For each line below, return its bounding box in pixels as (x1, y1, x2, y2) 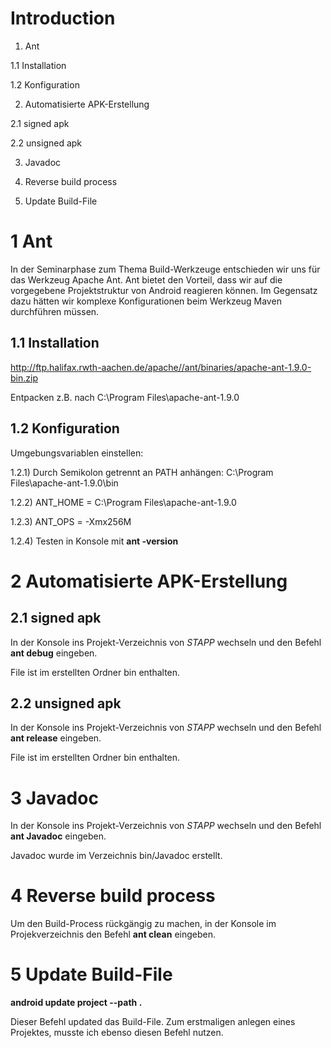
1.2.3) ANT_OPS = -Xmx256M (10, 515, 132, 527)
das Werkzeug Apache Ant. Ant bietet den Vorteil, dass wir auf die (10, 273, 283, 286)
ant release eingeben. (10, 732, 102, 744)
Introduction (10, 7, 116, 30)
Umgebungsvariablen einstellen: (10, 447, 144, 459)
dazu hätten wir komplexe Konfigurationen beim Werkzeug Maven (10, 295, 282, 307)
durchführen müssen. (10, 305, 100, 317)
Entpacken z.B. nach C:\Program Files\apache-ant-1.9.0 (10, 391, 240, 403)
